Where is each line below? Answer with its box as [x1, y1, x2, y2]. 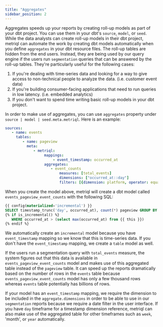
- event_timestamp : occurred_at [52, 157, 118, 162]
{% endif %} [5, 221, 29, 226]
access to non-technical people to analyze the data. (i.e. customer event [12, 76, 157, 82]
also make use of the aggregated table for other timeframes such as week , [5, 311, 152, 317]
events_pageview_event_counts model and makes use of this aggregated [5, 260, 149, 266]
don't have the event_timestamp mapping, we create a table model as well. [5, 240, 154, 246]
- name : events [11, 130, 42, 135]
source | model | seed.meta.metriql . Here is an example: [5, 116, 121, 122]
